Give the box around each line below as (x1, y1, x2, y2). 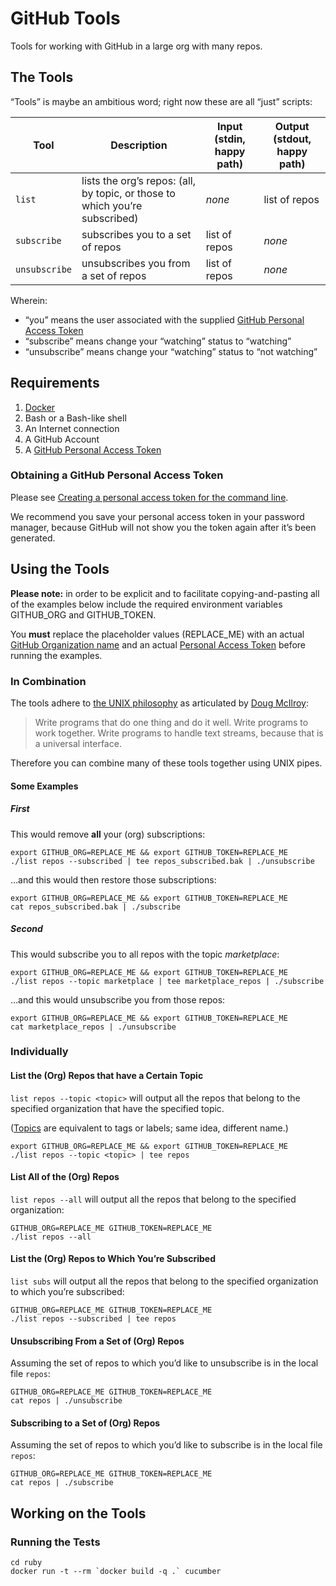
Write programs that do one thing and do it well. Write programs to (34, 716, 309, 728)
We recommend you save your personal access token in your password (10, 510, 305, 522)
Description (110, 138, 168, 152)
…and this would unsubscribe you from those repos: (10, 993, 226, 1006)
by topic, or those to (81, 186, 176, 200)
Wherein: (10, 294, 48, 306)
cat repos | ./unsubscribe (10, 1396, 123, 1406)
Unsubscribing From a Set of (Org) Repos (10, 1335, 185, 1347)
